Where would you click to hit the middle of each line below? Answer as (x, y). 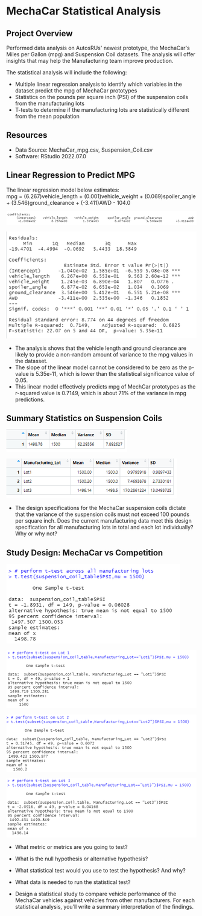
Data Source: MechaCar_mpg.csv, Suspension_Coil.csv (84, 150)
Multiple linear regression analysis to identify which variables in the (98, 84)
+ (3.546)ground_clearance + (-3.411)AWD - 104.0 (68, 202)
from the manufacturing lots (50, 103)
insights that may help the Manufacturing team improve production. (90, 61)
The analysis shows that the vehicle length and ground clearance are (101, 348)
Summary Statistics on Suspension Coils (84, 418)
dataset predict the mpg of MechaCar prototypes (76, 91)
